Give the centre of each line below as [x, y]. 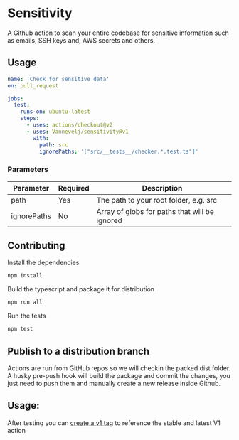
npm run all [25, 302]
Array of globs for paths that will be [155, 211]
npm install [25, 276]
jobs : [15, 98]
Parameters [28, 170]
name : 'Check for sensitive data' [59, 79]
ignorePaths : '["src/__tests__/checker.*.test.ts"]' [119, 151]
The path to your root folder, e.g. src [157, 200]
